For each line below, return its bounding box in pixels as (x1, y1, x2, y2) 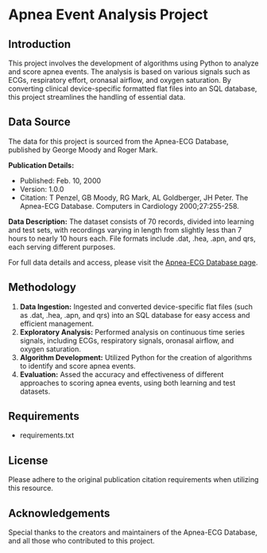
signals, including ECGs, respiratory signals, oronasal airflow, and (19, 335, 234, 345)
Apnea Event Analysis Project (8, 6, 209, 24)
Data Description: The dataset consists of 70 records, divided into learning (8, 217, 254, 226)
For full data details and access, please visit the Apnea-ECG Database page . (8, 257, 258, 267)
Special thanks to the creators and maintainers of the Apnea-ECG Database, (8, 528, 258, 537)
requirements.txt (19, 430, 75, 440)
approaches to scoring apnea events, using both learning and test (19, 378, 236, 387)
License (8, 453, 48, 467)
